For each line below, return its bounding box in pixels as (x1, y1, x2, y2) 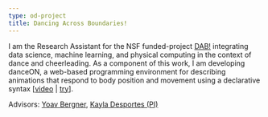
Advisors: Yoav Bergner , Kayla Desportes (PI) (8, 99, 159, 109)
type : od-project (8, 11, 67, 20)
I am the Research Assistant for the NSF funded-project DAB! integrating (8, 41, 249, 50)
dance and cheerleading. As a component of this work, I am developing (8, 58, 245, 68)
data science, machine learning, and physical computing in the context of (8, 50, 252, 59)
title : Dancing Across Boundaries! (8, 19, 128, 27)
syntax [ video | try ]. (8, 83, 74, 93)
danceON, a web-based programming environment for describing (8, 67, 226, 76)
